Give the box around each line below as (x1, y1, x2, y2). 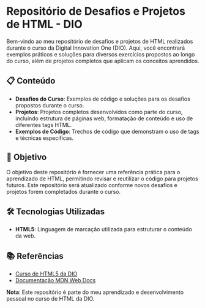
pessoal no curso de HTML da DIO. (6, 295, 95, 302)
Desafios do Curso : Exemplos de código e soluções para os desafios (15, 95, 191, 102)
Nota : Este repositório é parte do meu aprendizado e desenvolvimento (6, 288, 184, 296)
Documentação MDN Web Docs (15, 277, 96, 284)
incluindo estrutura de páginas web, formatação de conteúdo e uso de (15, 115, 193, 122)
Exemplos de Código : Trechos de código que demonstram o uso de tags (15, 128, 199, 135)
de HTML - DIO (6, 17, 83, 31)
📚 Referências (6, 250, 64, 261)
